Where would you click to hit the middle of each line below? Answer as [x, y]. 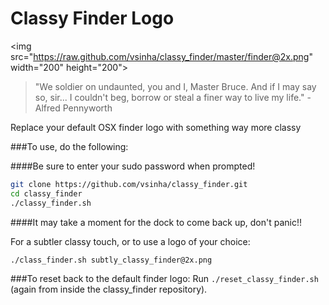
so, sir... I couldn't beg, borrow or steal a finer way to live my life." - [173, 97]
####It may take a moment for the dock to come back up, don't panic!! [156, 222]
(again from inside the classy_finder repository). [109, 289]
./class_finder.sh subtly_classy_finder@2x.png [111, 260]
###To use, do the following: [69, 146]
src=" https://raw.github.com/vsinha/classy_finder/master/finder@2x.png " [161, 56]
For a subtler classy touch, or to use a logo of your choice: [130, 241]
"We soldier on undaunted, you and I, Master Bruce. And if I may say [175, 86]
